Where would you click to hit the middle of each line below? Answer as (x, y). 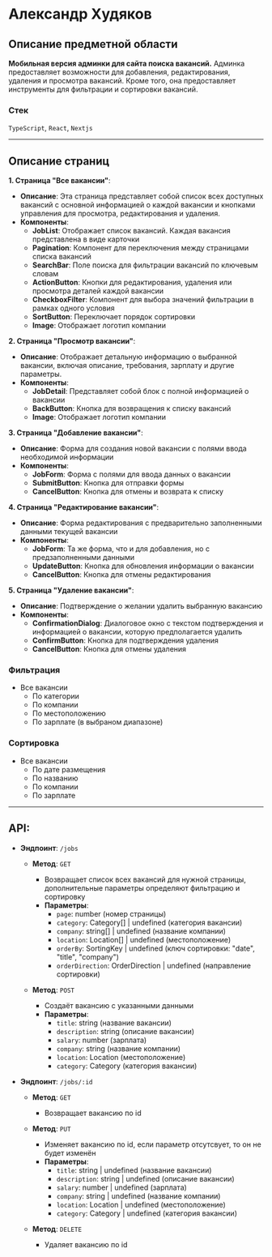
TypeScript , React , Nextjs (51, 128)
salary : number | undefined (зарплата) (122, 1187)
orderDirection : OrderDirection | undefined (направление (153, 965)
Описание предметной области (93, 44)
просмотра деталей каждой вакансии (98, 291)
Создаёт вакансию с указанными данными (119, 1005)
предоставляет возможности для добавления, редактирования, (119, 72)
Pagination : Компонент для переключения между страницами (140, 248)
